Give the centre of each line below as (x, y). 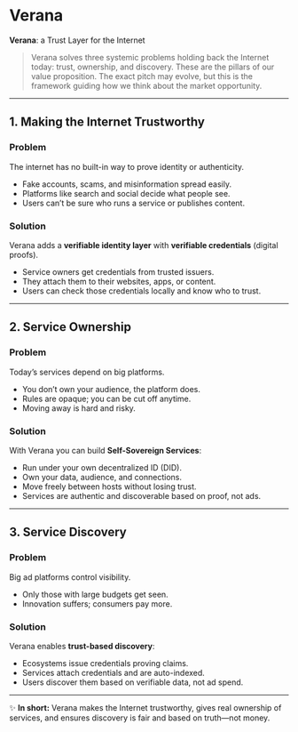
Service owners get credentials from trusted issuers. (118, 271)
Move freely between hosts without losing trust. (109, 487)
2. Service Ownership (70, 327)
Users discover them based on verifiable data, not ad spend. (133, 682)
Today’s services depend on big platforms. (87, 372)
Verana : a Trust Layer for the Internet (77, 40)
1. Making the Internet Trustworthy (107, 122)
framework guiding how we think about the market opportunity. (146, 85)
